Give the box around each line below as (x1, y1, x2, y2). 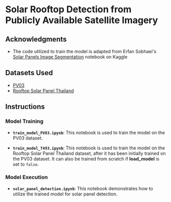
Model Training (5, 118, 44, 125)
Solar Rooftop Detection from (5, 4, 132, 15)
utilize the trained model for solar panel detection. (12, 191, 118, 197)
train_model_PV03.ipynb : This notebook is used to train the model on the (12, 129, 165, 136)
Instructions (5, 102, 45, 111)
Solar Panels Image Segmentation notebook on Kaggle (12, 54, 128, 60)
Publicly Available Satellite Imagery (5, 14, 158, 26)
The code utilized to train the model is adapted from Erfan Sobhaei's (12, 49, 157, 54)
